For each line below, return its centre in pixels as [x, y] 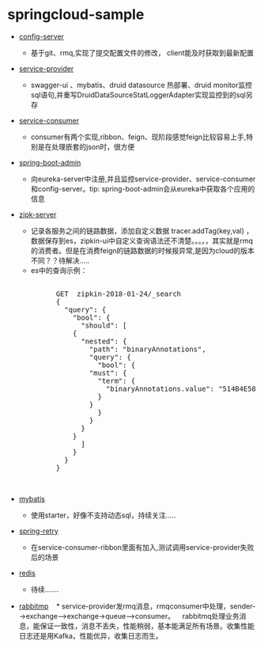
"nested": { [104, 341]
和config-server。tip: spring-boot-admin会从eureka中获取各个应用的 [143, 188]
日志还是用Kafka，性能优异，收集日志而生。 [91, 635]
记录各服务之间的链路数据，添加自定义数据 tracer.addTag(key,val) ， [142, 230]
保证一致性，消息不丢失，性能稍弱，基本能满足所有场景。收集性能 [147, 626]
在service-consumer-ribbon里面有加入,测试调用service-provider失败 [142, 547]
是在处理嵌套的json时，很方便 [86, 146]
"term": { [117, 381]
